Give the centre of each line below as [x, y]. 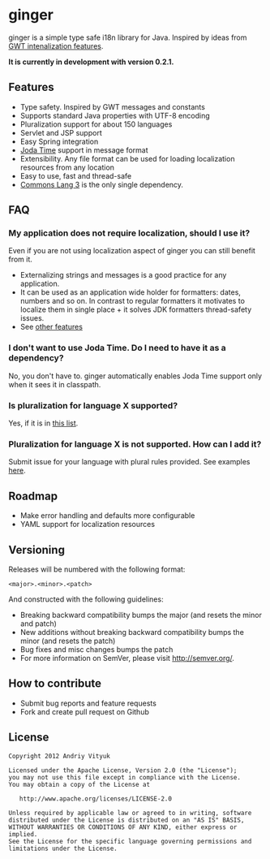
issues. [32, 318]
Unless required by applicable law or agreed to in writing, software [130, 813]
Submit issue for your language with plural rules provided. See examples [129, 462]
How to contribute [55, 684]
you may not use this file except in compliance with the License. [125, 777]
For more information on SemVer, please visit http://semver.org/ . [127, 658]
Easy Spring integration [59, 141]
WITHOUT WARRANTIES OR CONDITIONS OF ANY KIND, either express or [123, 827]
